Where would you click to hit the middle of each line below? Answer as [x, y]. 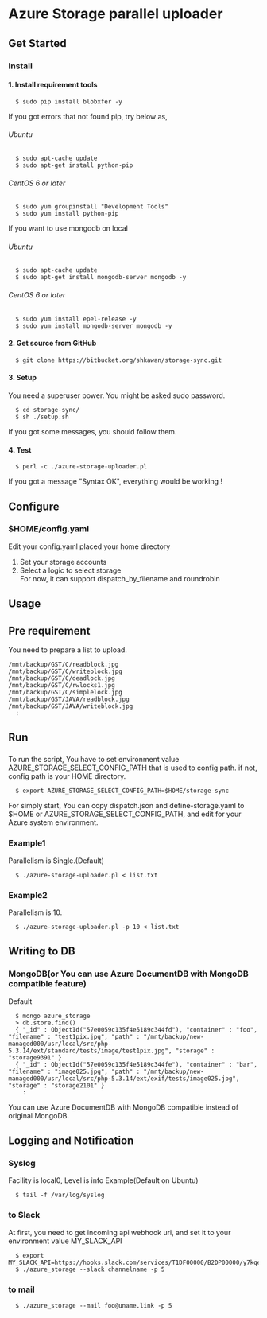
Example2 [28, 895]
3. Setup [23, 378]
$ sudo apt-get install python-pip [74, 165]
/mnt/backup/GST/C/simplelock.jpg [66, 693]
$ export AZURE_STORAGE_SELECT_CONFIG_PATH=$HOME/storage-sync [122, 791]
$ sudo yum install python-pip [67, 214]
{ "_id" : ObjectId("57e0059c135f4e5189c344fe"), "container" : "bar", [137, 1064]
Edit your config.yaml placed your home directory [89, 546]
